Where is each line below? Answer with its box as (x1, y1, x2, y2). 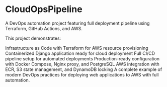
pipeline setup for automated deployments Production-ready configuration (5, 55, 160, 61)
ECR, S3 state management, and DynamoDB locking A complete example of (5, 66, 162, 72)
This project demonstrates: (5, 35, 61, 41)
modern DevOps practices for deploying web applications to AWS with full (5, 71, 159, 77)
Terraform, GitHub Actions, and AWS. (5, 25, 83, 31)
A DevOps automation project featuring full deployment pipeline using (5, 20, 150, 26)
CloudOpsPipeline (5, 4, 82, 15)
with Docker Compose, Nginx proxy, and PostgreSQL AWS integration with (5, 61, 160, 67)
